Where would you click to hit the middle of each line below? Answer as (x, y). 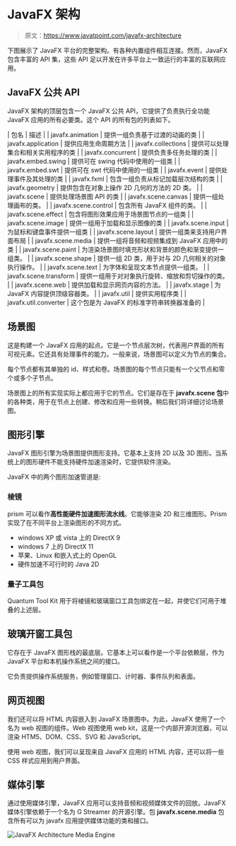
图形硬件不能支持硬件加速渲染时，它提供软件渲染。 (100, 462)
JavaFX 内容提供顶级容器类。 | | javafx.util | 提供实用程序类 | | (97, 293)
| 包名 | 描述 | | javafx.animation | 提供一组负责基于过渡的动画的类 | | (106, 134)
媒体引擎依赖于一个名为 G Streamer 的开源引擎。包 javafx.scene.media (112, 812)
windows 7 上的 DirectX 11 (55, 546)
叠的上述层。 (26, 609)
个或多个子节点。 (32, 378)
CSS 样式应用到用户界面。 (46, 761)
